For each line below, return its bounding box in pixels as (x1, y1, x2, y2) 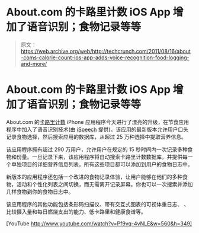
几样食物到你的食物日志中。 (6, 188, 74, 195)
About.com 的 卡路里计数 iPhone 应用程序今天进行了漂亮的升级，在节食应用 (6, 118, 190, 125)
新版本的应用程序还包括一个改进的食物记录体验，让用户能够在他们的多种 (6, 173, 182, 180)
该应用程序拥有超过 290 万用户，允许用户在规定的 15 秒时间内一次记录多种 (6, 146, 188, 153)
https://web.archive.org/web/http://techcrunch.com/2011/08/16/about (20, 47, 191, 55)
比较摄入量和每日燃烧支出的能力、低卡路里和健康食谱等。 (6, 208, 146, 215)
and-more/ (20, 60, 47, 67)
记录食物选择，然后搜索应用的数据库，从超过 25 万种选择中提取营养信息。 (6, 133, 187, 140)
